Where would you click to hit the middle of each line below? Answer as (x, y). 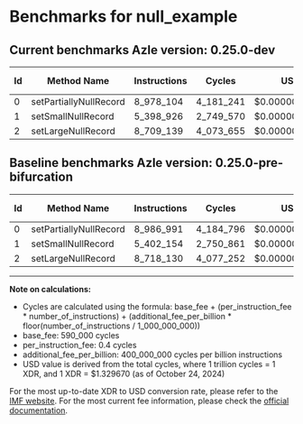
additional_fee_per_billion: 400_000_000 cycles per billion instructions (152, 355)
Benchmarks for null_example (124, 17)
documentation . (39, 410)
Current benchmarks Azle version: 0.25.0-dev (142, 50)
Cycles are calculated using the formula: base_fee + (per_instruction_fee (157, 306)
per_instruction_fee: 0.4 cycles (79, 345)
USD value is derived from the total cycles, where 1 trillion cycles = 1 (149, 364)
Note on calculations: (50, 289)
